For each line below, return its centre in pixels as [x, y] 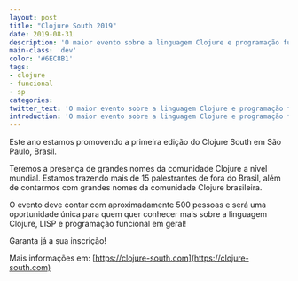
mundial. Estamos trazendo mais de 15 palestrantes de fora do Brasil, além [145, 178]
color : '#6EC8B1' [41, 59]
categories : [31, 100]
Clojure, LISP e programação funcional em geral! [98, 224]
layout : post [33, 17]
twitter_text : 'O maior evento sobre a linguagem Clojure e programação [146, 108]
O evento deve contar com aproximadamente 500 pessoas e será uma [138, 205]
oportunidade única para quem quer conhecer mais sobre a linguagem [138, 214]
